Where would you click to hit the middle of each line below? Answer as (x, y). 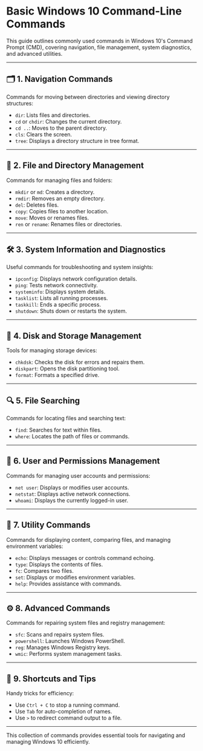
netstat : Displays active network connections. (73, 494)
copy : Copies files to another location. (62, 211)
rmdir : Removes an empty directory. (60, 198)
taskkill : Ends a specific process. (58, 305)
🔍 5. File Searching (43, 400)
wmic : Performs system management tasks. (68, 654)
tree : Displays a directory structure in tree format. (77, 141)
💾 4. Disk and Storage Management (74, 335)
